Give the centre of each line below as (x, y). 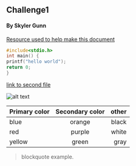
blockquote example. (47, 157)
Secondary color (80, 111)
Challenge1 (28, 10)
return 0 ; (19, 67)
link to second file (29, 84)
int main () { (23, 56)
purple (80, 132)
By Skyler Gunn (26, 25)
